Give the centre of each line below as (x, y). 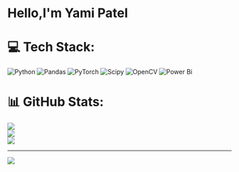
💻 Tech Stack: (51, 47)
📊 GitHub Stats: (56, 102)
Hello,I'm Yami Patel (68, 13)
